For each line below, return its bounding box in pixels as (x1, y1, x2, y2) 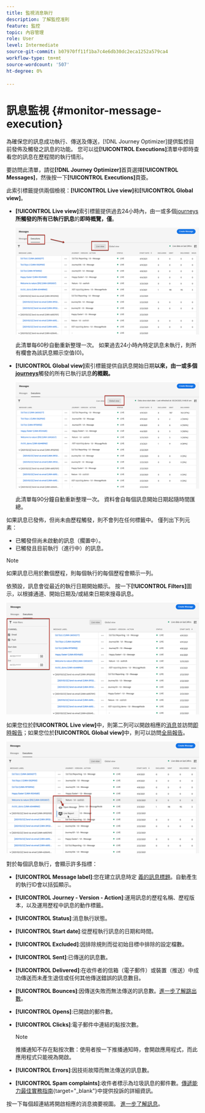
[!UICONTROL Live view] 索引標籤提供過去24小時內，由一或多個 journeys (15, 208, 199, 215)
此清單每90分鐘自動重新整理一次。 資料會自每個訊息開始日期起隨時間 (15, 495, 190, 503)
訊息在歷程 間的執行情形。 (22, 153, 87, 160)
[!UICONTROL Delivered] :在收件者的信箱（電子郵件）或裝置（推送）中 (15, 967, 194, 974)
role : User (6, 36, 34, 42)
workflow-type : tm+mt (6, 55, 62, 61)
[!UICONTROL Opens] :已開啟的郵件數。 (15, 1008, 116, 1016)
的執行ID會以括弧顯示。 (15, 881, 75, 888)
